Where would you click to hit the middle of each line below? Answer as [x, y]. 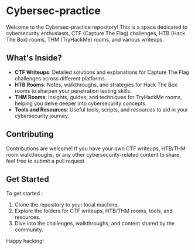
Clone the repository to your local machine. [66, 205]
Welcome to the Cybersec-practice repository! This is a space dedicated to [97, 27]
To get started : [25, 193]
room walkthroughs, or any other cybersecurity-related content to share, [94, 154]
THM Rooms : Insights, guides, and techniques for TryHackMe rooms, [98, 97]
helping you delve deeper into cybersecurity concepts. [81, 103]
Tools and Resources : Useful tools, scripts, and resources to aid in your [101, 109]
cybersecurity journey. [42, 116]
